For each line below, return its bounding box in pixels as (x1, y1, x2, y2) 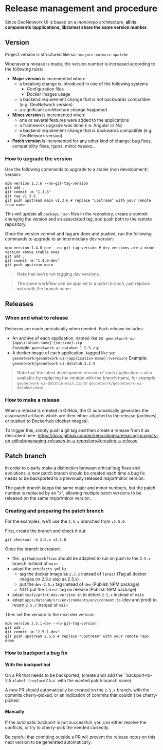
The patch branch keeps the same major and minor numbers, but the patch (5, 485, 156, 491)
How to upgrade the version (5, 155, 72, 162)
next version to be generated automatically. (5, 739, 92, 745)
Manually (5, 708, 24, 714)
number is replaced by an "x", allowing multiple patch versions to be (5, 490, 142, 496)
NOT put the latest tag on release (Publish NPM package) (19, 587, 137, 593)
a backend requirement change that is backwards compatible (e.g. (19, 128, 153, 133)
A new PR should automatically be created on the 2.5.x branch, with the (5, 687, 150, 693)
